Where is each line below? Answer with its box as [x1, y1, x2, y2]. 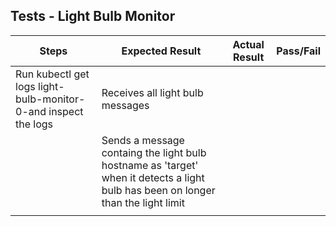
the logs [15, 117, 54, 131]
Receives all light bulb [101, 85, 204, 99]
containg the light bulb [101, 145, 207, 159]
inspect [48, 104, 84, 118]
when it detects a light [101, 170, 205, 184]
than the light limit [101, 195, 185, 209]
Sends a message [101, 133, 185, 147]
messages [101, 98, 150, 112]
